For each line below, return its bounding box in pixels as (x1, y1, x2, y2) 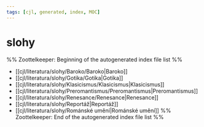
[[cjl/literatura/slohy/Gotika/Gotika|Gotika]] (15, 74, 124, 82)
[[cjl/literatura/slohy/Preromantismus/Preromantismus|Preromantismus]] (15, 87, 198, 94)
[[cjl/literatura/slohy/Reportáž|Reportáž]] (15, 100, 119, 107)
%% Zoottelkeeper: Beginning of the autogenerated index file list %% (6, 56, 183, 63)
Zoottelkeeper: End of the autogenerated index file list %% (15, 113, 164, 120)
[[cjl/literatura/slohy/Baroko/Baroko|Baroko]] (15, 67, 128, 75)
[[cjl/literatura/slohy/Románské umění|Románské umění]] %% (15, 107, 171, 114)
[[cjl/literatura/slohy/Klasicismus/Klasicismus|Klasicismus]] (15, 80, 165, 88)
